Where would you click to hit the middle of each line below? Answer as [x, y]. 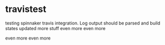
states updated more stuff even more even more [56, 28]
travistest [26, 9]
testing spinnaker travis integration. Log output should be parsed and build [83, 23]
